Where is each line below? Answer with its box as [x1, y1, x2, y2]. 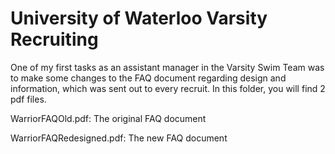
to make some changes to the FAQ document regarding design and [10, 72, 287, 84]
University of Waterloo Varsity [10, 7, 268, 30]
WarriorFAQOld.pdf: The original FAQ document [10, 112, 207, 124]
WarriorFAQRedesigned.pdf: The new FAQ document [10, 132, 228, 144]
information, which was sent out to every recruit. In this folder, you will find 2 [10, 82, 326, 94]
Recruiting [10, 28, 99, 51]
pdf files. [10, 93, 47, 105]
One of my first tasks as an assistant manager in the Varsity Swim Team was [10, 61, 325, 73]
